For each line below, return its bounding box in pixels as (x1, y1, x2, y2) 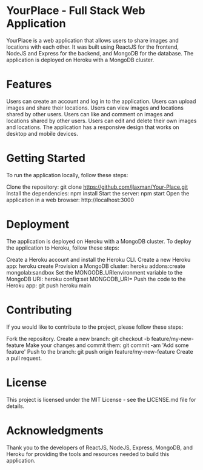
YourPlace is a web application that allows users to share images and (6, 37, 179, 44)
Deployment (6, 217, 70, 231)
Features (6, 77, 52, 91)
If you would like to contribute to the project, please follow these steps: (6, 323, 184, 331)
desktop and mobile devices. (6, 130, 79, 137)
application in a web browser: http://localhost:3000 (6, 196, 135, 203)
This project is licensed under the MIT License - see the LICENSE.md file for (6, 396, 196, 403)
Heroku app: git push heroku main (6, 281, 92, 289)
